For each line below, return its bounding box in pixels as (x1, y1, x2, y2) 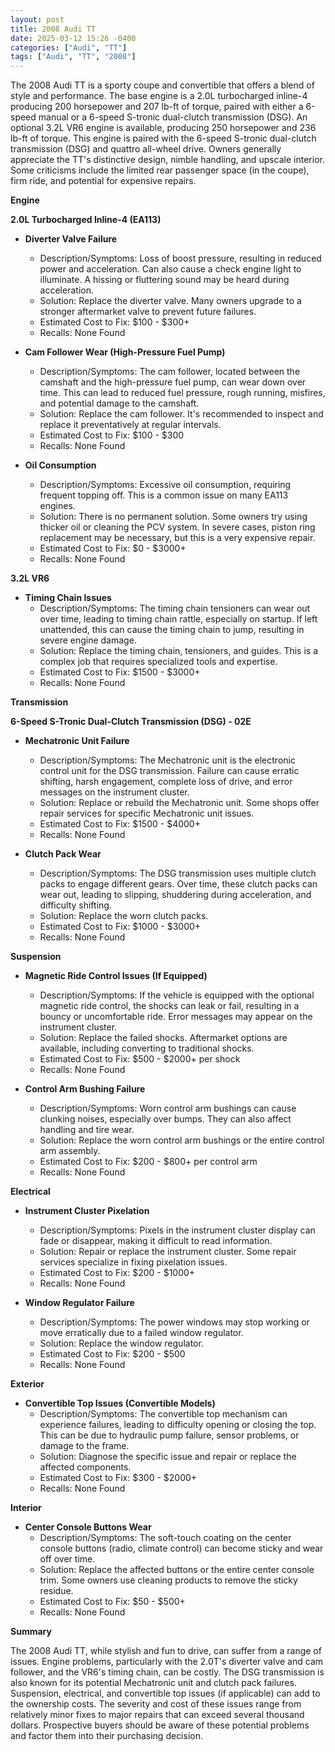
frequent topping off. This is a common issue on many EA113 (39, 489, 289, 501)
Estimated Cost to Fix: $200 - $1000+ (39, 1267, 196, 1279)
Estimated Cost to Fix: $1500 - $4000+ (39, 818, 201, 830)
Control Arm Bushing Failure (24, 1083, 146, 1095)
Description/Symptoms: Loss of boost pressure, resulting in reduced (39, 252, 322, 265)
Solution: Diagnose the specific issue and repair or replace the (39, 1451, 297, 1463)
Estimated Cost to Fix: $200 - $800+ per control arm (39, 1156, 258, 1168)
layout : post (10, 14, 65, 25)
